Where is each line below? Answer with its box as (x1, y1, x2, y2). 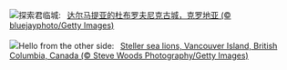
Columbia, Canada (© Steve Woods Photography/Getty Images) (9, 50, 249, 61)
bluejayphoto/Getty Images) (9, 20, 115, 31)
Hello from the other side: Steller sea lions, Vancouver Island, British (18, 41, 278, 51)
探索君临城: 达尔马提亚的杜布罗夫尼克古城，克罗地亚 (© (18, 10, 231, 20)
